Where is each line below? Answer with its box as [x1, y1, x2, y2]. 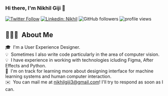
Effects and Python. [5, 63, 47, 69]
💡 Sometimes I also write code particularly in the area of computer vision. [5, 51, 160, 57]
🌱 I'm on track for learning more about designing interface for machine [5, 68, 154, 74]
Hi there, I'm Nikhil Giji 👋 [5, 5, 66, 12]
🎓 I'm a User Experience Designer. [5, 44, 80, 50]
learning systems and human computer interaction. [5, 73, 112, 79]
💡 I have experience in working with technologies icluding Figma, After [5, 57, 153, 63]
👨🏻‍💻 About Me [5, 30, 53, 39]
